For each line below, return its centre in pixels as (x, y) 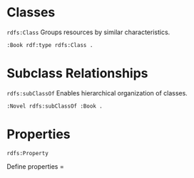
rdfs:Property (28, 153)
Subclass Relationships (77, 74)
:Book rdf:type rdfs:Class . (50, 45)
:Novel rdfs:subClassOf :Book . (55, 106)
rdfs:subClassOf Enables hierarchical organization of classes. (97, 93)
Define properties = (36, 166)
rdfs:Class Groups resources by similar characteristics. (88, 32)
